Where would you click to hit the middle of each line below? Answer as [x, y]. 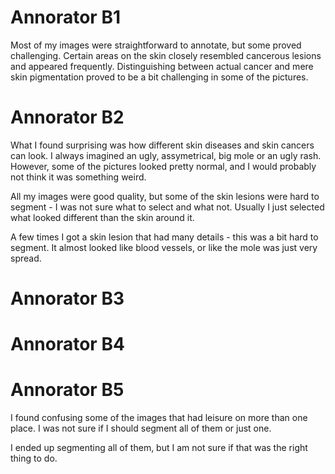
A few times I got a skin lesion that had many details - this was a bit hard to [164, 237]
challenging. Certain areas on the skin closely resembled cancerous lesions [166, 55]
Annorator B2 [67, 117]
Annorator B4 [67, 344]
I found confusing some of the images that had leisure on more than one [159, 418]
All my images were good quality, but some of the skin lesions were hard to [165, 196]
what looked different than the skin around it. [102, 217]
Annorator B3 [67, 298]
